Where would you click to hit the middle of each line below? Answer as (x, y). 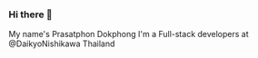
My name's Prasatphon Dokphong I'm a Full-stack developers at (129, 34)
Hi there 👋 (31, 14)
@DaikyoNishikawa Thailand (62, 43)
